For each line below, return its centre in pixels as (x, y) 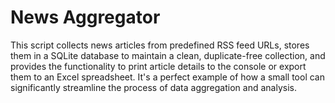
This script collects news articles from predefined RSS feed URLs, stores (160, 45)
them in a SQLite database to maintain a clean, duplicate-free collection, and (168, 55)
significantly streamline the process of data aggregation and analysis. (153, 87)
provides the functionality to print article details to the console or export (158, 66)
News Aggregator (85, 17)
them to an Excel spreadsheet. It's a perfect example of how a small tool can (167, 77)
